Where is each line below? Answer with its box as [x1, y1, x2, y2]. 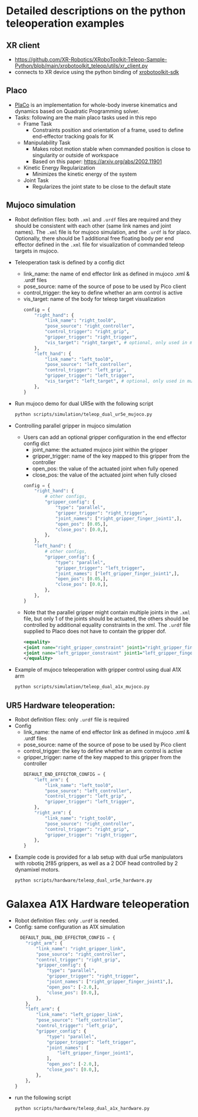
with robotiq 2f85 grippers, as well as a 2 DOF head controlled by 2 [14, 860, 178, 867]
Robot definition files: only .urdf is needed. [14, 917, 120, 924]
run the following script [14, 1094, 71, 1101]
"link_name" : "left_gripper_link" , [36, 1012, 124, 1018]
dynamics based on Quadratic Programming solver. [14, 108, 140, 115]
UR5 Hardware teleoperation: [6, 700, 115, 710]
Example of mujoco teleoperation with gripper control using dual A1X [14, 666, 181, 674]
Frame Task [23, 120, 52, 127]
